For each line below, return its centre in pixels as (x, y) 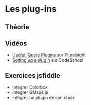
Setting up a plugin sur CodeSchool (48, 60)
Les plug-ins (31, 9)
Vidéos (16, 43)
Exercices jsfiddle (33, 76)
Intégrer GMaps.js (30, 92)
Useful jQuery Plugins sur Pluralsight (49, 55)
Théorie (17, 27)
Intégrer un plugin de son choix (43, 98)
